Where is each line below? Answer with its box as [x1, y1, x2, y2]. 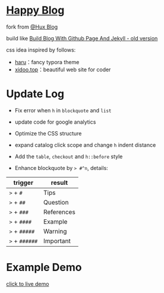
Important [43, 237, 71, 245]
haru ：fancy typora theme [14, 58, 80, 65]
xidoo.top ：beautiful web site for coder [14, 66, 111, 73]
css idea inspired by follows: [6, 46, 76, 53]
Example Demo [6, 261, 82, 274]
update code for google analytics [14, 118, 96, 125]
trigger [13, 178, 34, 187]
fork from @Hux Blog [6, 23, 58, 30]
